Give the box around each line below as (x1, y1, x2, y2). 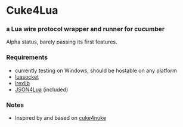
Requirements (6, 53, 48, 61)
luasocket (14, 73, 39, 80)
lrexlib (14, 79, 30, 86)
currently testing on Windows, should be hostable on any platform (14, 67, 178, 74)
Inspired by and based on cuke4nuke (14, 114, 106, 122)
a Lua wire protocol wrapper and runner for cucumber (6, 25, 165, 33)
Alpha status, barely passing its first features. (6, 38, 117, 45)
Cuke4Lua (6, 4, 58, 17)
